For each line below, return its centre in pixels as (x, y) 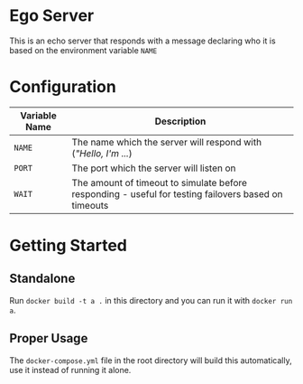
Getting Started (69, 246)
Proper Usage (49, 338)
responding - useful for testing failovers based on (177, 193)
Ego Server (52, 16)
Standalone (42, 279)
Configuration (63, 87)
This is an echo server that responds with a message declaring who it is (143, 41)
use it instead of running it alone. (70, 370)
